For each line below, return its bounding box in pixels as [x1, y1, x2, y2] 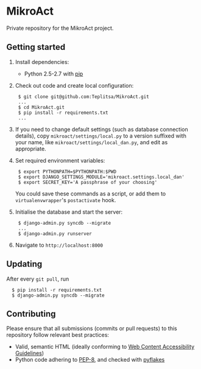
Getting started [6, 42, 66, 52]
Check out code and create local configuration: [15, 82, 134, 89]
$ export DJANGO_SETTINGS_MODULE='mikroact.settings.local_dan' [18, 174, 185, 180]
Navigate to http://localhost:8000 [15, 241, 104, 248]
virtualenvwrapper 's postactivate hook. [15, 196, 116, 203]
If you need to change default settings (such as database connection [15, 125, 189, 133]
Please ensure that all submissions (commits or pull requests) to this [6, 325, 178, 332]
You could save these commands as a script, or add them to [15, 190, 166, 197]
